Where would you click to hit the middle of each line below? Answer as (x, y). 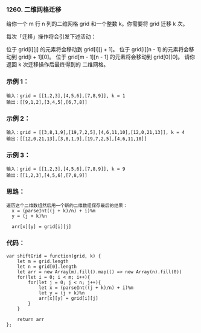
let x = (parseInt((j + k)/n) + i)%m (86, 288)
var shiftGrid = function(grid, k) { (54, 256)
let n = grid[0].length (47, 267)
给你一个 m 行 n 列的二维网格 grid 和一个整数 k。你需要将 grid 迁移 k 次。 (97, 24)
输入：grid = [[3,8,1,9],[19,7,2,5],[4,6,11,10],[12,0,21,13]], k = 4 (96, 132)
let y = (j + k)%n (62, 293)
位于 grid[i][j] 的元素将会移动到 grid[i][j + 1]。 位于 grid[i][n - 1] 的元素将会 (97, 49)
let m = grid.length (43, 261)
